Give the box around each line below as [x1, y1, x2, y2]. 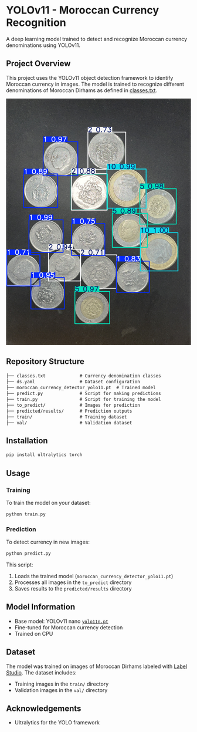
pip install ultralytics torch [6, 452, 83, 458]
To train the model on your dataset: [6, 499, 91, 506]
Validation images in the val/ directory [14, 686, 108, 693]
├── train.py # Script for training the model [6, 396, 161, 402]
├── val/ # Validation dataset [6, 420, 133, 426]
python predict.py [6, 551, 51, 556]
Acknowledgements [6, 704, 81, 713]
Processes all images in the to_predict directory [14, 579, 132, 586]
